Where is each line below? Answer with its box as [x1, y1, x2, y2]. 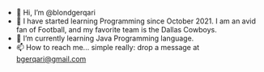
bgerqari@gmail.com [15, 54, 87, 64]
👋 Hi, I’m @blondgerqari [15, 8, 96, 17]
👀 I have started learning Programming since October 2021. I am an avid [15, 16, 257, 26]
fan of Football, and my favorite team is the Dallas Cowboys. [15, 25, 217, 34]
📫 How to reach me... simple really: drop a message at [15, 43, 200, 52]
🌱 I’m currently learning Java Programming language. [15, 33, 194, 43]
